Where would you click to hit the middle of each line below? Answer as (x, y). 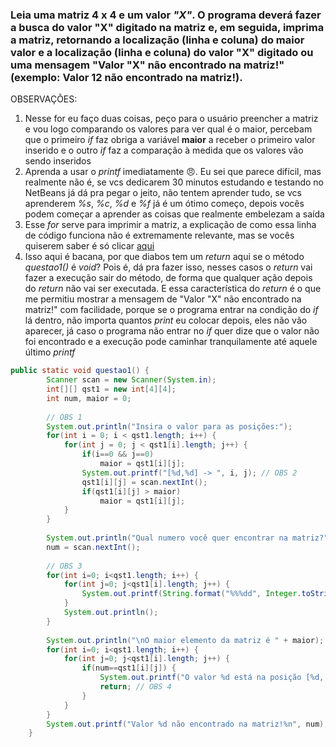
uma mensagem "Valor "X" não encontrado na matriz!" (147, 65)
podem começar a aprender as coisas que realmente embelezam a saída (174, 214)
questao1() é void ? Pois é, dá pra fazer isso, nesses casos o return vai (168, 267)
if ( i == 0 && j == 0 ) (118, 454)
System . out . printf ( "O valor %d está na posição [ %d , (212, 678)
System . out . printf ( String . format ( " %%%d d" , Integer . (191, 594)
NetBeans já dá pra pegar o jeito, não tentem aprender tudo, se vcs (163, 193)
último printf (50, 352)
